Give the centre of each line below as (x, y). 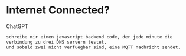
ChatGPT (17, 26)
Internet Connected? (58, 10)
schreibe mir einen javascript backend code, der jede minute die (89, 37)
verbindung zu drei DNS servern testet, (57, 42)
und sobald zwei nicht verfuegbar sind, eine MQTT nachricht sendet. (94, 47)
